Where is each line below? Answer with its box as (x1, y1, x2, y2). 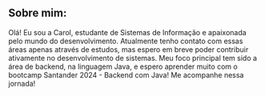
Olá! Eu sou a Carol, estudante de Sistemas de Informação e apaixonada (8, 27, 247, 37)
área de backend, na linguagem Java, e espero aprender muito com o (8, 62, 238, 71)
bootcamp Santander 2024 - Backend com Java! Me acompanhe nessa (8, 70, 244, 79)
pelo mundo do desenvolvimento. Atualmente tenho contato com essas (8, 36, 243, 46)
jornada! (8, 78, 36, 88)
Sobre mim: (8, 6, 67, 20)
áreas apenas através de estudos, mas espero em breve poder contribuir (8, 44, 249, 54)
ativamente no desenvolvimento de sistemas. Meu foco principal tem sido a (8, 53, 258, 62)
